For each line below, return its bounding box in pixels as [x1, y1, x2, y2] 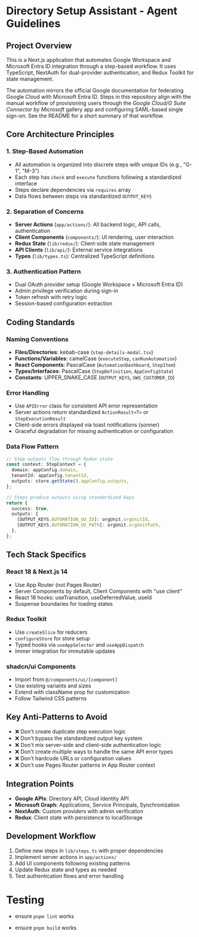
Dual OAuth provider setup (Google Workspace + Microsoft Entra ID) [14, 281, 184, 288]
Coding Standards [6, 317, 75, 327]
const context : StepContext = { [6, 462, 86, 468]
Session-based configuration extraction [14, 300, 113, 307]
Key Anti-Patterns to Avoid [6, 712, 108, 722]
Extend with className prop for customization [14, 689, 130, 696]
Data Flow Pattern [6, 443, 59, 451]
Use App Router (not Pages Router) [14, 581, 102, 588]
